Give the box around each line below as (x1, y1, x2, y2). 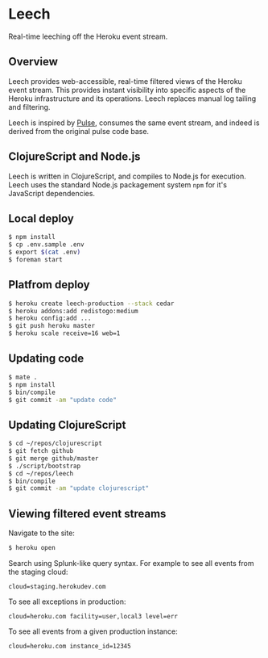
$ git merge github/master (8, 454, 99, 463)
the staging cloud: (8, 567, 68, 576)
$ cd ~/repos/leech (8, 469, 74, 477)
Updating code (8, 352, 85, 366)
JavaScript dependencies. (8, 188, 95, 198)
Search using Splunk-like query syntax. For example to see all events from (8, 559, 255, 568)
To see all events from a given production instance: (8, 627, 179, 636)
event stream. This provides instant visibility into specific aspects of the (8, 85, 246, 94)
